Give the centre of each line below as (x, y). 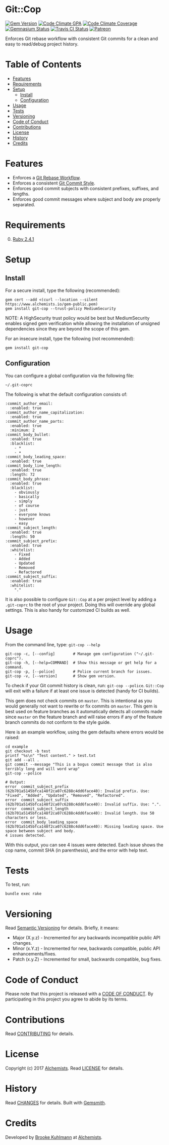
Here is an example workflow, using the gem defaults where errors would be (84, 732)
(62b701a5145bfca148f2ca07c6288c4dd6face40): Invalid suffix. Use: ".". (83, 804)
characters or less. (27, 818)
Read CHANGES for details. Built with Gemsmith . (56, 1103)
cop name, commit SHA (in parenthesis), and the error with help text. (77, 850)
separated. (24, 204)
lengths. (21, 194)
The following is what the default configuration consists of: (66, 394)
